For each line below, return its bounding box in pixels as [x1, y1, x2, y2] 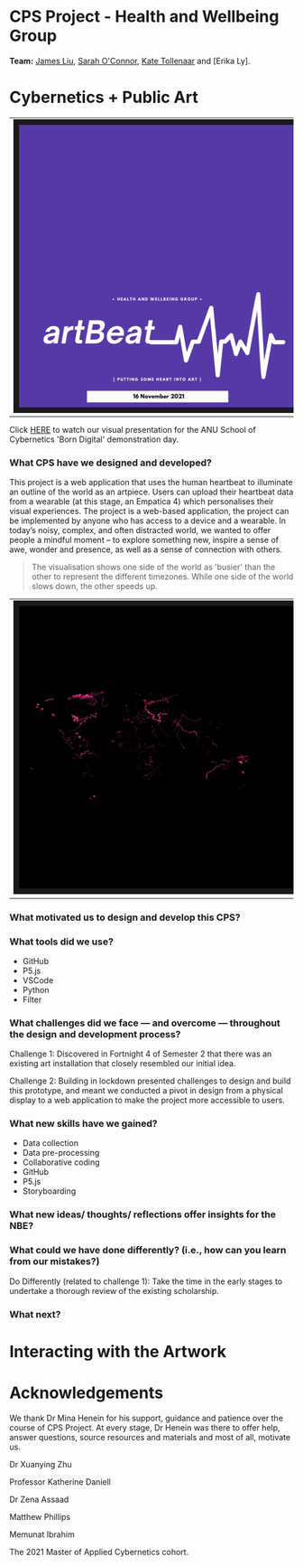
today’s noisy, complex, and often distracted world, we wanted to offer [9, 525, 271, 536]
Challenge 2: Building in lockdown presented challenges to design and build [9, 1075, 291, 1086]
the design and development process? [9, 1027, 181, 1040]
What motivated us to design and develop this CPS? [9, 911, 241, 924]
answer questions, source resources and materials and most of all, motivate [9, 1431, 291, 1442]
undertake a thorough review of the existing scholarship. [9, 1285, 219, 1296]
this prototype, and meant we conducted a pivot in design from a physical [9, 1085, 284, 1096]
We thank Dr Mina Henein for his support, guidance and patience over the [9, 1412, 284, 1423]
